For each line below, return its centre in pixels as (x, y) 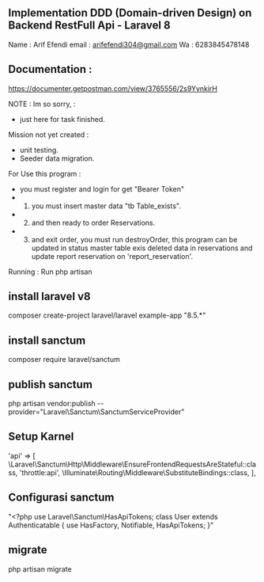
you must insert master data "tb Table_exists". (106, 206)
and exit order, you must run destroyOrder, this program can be (134, 239)
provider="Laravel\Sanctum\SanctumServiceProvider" (96, 412)
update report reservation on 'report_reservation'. (112, 256)
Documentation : (50, 69)
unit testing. (39, 150)
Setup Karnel (41, 437)
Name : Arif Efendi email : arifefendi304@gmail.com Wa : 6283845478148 (129, 44)
